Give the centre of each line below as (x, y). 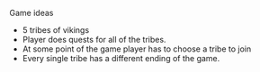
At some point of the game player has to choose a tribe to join (137, 49)
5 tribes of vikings (56, 30)
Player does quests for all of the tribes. (94, 40)
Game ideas (31, 13)
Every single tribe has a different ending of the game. (121, 58)
